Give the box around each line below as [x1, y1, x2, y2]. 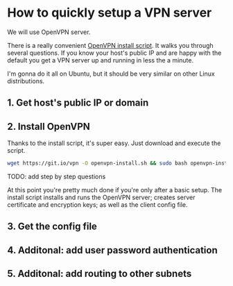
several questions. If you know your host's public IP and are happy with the [7, 49, 222, 57]
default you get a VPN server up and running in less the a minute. [7, 56, 194, 64]
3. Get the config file [7, 221, 97, 233]
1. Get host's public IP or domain [7, 97, 149, 109]
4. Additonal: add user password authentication [7, 244, 218, 256]
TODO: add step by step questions [7, 172, 106, 181]
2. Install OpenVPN [7, 120, 90, 133]
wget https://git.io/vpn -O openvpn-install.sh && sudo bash [7, 160, 188, 167]
